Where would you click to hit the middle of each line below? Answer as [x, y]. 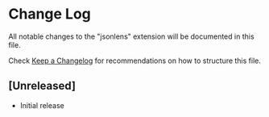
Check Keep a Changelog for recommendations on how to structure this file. [135, 61]
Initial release [42, 105]
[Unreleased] [42, 86]
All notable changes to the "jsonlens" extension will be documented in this [132, 36]
